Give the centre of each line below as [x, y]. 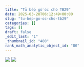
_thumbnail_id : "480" [27, 41]
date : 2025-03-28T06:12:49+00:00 [39, 14]
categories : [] [21, 23]
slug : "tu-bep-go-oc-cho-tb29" [37, 18]
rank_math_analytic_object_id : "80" [42, 46]
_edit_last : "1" [21, 37]
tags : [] [14, 28]
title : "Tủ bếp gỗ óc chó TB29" [38, 9]
